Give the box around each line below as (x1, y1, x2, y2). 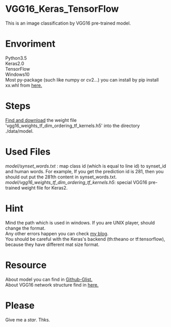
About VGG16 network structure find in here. (5, 281, 99, 288)
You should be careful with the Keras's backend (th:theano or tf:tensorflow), (5, 236, 165, 242)
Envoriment (5, 38, 56, 50)
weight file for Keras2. (21, 185, 68, 191)
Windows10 (5, 71, 30, 77)
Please (5, 299, 35, 311)
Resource (5, 259, 47, 271)
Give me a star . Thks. (5, 316, 50, 323)
